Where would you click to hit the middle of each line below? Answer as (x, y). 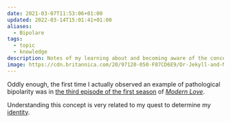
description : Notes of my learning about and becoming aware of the (107, 58)
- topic (24, 45)
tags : (15, 39)
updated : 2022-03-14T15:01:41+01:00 (59, 20)
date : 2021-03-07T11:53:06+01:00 (55, 13)
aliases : (20, 26)
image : (16, 65)
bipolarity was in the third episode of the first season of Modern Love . (106, 91)
